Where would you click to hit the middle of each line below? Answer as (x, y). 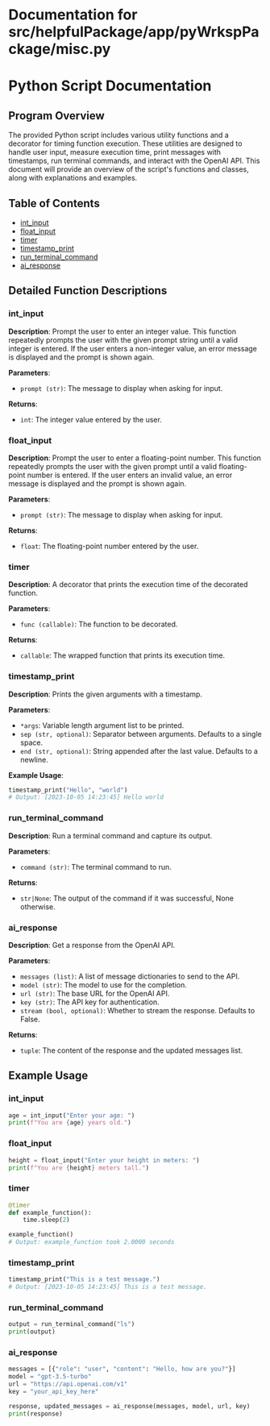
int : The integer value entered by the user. (91, 419)
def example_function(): (50, 1212)
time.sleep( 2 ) (46, 1220)
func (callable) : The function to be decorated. (99, 624)
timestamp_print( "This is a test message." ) (84, 1279)
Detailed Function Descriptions (88, 291)
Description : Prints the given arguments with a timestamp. (106, 694)
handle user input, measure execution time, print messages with (115, 152)
